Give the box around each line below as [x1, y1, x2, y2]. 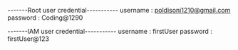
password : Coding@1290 [7, 13, 83, 22]
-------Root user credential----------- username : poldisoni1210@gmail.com [7, 6, 231, 14]
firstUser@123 [7, 35, 50, 43]
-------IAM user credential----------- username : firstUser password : [7, 27, 212, 35]
